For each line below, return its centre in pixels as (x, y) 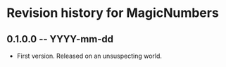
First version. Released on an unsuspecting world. (89, 56)
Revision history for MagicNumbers (113, 13)
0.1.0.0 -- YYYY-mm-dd (60, 39)
